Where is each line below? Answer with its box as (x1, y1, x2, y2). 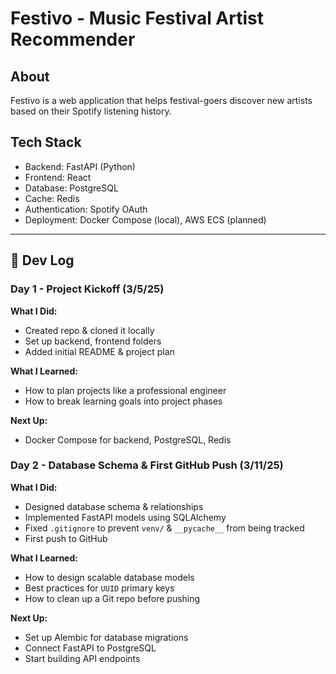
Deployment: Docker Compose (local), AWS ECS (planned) (24, 213, 267, 226)
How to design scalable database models (24, 571, 195, 583)
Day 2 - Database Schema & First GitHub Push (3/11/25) (10, 458, 284, 472)
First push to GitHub (24, 532, 108, 544)
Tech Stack (10, 134, 82, 151)
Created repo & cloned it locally (24, 324, 155, 336)
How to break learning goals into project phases (24, 395, 223, 407)
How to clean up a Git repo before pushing (24, 592, 201, 604)
